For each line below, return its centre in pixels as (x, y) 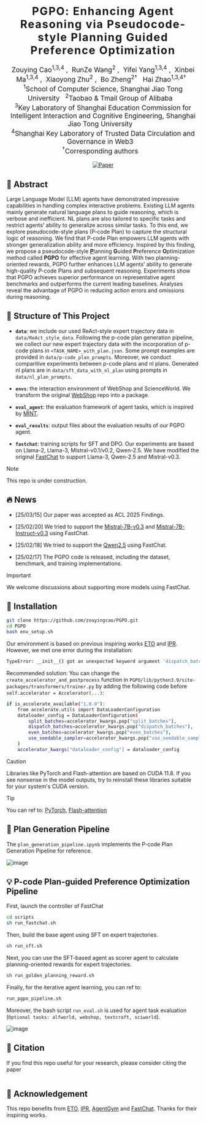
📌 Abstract (27, 184)
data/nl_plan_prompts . (44, 376)
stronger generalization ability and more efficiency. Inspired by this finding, (101, 245)
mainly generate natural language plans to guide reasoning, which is (93, 212)
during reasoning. (29, 297)
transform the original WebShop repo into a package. (82, 395)
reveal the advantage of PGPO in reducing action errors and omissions (95, 290)
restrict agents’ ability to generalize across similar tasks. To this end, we (97, 225)
